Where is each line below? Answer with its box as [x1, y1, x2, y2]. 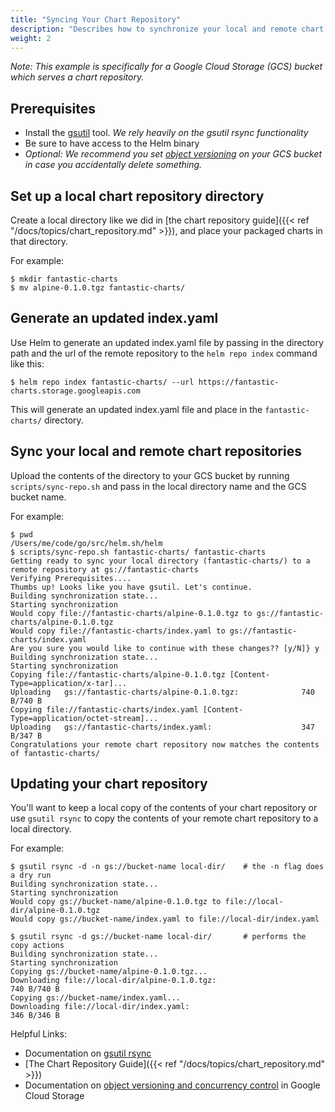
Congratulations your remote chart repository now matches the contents [10, 739, 320, 750]
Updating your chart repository [10, 776, 208, 793]
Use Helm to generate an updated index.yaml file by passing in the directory [10, 336, 324, 348]
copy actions [10, 941, 65, 951]
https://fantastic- [198, 377, 280, 387]
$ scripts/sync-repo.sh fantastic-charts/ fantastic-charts [10, 547, 267, 557]
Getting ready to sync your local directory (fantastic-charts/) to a [10, 556, 311, 566]
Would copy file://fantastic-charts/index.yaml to [10, 626, 226, 636]
